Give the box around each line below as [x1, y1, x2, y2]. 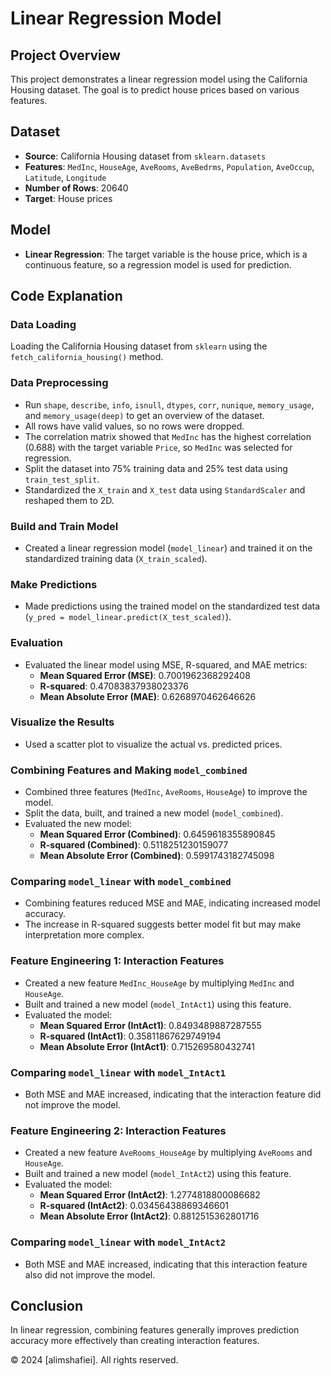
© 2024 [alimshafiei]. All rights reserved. [10, 1354, 179, 1366]
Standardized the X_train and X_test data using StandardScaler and [24, 483, 306, 496]
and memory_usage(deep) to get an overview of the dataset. [24, 409, 265, 421]
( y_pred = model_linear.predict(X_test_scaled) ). [24, 611, 232, 623]
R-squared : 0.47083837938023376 [39, 680, 189, 692]
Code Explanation [10, 288, 123, 305]
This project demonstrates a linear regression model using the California [10, 73, 308, 85]
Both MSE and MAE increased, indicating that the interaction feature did [24, 1088, 322, 1100]
